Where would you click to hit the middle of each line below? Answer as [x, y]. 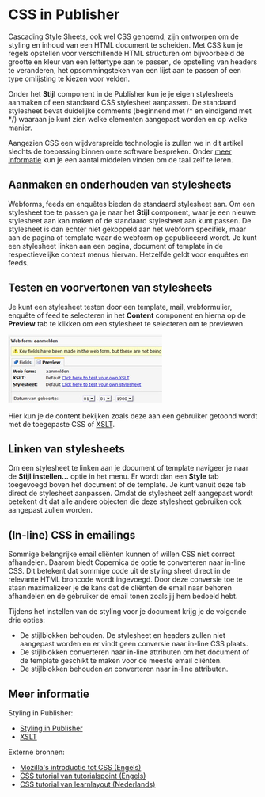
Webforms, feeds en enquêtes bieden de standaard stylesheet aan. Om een [132, 204]
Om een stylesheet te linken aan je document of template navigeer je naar [129, 468]
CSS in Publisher [64, 15]
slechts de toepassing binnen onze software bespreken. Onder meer [120, 151]
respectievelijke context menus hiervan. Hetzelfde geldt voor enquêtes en [129, 254]
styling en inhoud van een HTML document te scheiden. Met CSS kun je [125, 44]
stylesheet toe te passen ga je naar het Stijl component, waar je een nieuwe [132, 212]
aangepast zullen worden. [51, 510]
